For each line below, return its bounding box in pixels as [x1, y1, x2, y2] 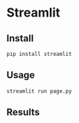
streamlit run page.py [6, 88, 72, 95]
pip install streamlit [6, 50, 72, 57]
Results [6, 106, 40, 118]
